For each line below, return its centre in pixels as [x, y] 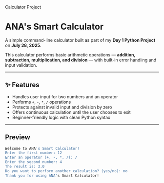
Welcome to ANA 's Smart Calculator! [42, 148]
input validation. [21, 65]
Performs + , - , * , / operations [41, 102]
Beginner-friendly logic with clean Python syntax [61, 117]
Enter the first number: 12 [34, 153]
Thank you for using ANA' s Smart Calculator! [52, 175]
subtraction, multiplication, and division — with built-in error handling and [81, 60]
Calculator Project [23, 7]
